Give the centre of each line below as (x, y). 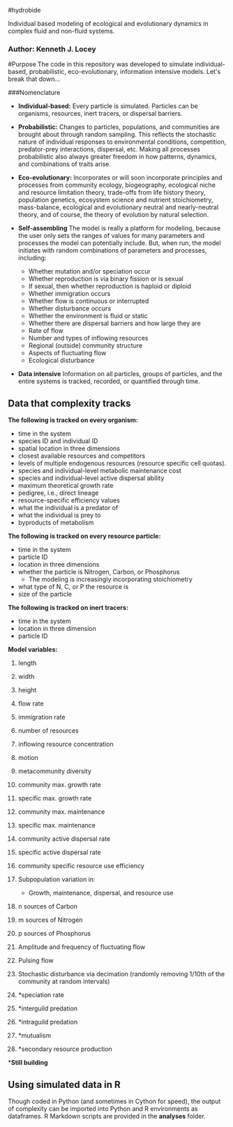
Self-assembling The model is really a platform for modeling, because (119, 228)
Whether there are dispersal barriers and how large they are (114, 323)
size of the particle (45, 594)
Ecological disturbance (61, 360)
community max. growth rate (59, 785)
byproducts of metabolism (56, 523)
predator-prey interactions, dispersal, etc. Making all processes (109, 149)
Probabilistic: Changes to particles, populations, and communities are (119, 127)
